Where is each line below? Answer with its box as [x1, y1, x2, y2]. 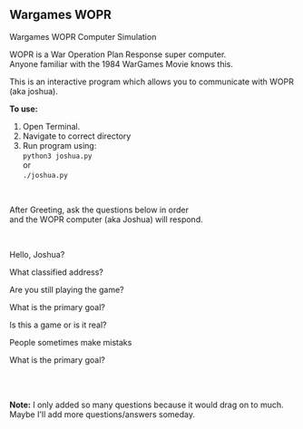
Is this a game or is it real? [9, 319, 107, 330]
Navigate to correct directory [22, 131, 132, 141]
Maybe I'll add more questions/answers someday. [9, 408, 196, 420]
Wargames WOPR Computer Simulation [9, 31, 157, 42]
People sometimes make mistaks [9, 336, 132, 347]
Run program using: [22, 140, 97, 151]
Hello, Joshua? [9, 249, 65, 259]
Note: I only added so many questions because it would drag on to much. [9, 399, 284, 410]
